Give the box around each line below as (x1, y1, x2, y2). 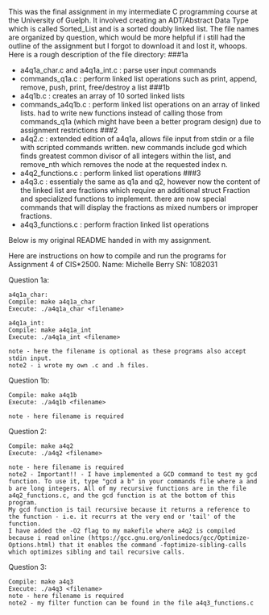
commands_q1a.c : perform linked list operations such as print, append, (19, 74, 258, 83)
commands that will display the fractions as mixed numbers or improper (19, 203, 259, 212)
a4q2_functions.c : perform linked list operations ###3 (19, 169, 201, 178)
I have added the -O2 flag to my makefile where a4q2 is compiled (8, 527, 236, 535)
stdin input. (8, 354, 52, 362)
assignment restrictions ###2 (19, 125, 118, 135)
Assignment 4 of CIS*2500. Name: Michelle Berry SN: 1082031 (8, 260, 218, 269)
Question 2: (8, 427, 47, 436)
